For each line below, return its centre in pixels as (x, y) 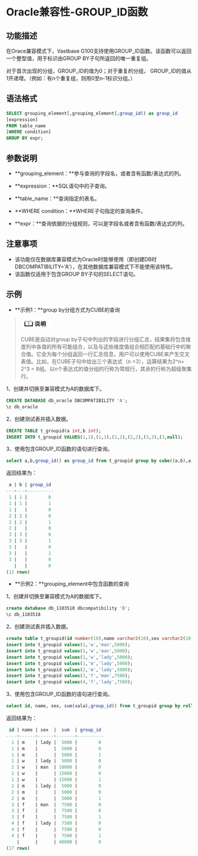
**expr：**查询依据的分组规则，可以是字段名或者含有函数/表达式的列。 (101, 224)
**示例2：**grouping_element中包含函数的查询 (72, 584)
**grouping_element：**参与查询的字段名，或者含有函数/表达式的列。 (99, 173)
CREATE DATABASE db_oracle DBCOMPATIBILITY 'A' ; (67, 401)
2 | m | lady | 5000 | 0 (56, 786)
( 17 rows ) (18, 848)
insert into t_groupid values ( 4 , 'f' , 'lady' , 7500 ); (70, 682)
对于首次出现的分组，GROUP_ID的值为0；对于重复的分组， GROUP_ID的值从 (99, 71)
